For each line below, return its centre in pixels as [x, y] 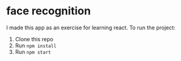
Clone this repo [34, 39]
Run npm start [33, 51]
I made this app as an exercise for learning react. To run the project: [91, 28]
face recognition [48, 11]
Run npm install [36, 45]
